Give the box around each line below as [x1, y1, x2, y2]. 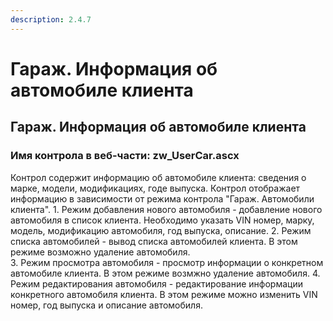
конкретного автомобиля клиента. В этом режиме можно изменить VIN [10, 288, 318, 300]
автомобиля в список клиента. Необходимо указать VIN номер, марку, [10, 214, 315, 226]
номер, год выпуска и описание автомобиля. [10, 299, 203, 311]
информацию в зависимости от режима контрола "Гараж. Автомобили [10, 192, 315, 205]
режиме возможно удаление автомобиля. [10, 246, 191, 258]
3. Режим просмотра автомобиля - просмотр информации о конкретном [10, 256, 324, 268]
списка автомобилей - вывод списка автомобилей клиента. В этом [10, 235, 298, 247]
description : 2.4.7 [10, 14, 92, 25]
